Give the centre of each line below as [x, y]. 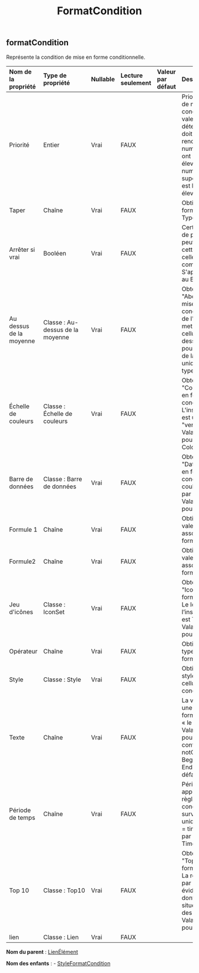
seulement [136, 83]
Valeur [166, 71]
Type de [55, 75]
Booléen [55, 253]
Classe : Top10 [65, 890]
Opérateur [23, 651]
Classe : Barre [63, 479]
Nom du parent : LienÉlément [42, 952]
